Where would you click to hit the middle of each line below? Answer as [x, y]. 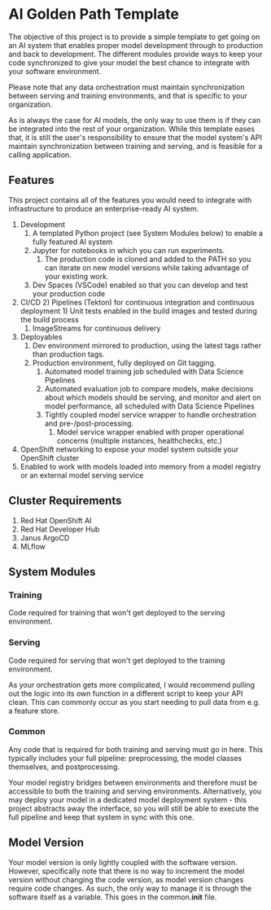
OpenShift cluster [50, 457]
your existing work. [76, 276]
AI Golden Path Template [94, 14]
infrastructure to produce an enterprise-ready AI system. [104, 208]
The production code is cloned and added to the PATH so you [148, 259]
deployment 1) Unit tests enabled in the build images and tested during [139, 311]
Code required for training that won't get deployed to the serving [117, 613]
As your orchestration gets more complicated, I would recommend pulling [131, 685]
